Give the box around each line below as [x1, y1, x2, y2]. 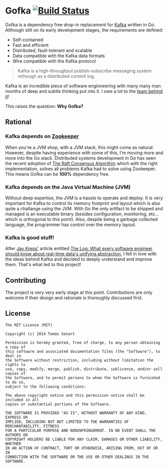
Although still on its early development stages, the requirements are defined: [5, 27, 163, 33]
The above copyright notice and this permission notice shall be [5, 393, 144, 398]
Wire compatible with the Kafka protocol [12, 58, 96, 64]
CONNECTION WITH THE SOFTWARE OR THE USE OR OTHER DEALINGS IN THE [5, 454, 149, 459]
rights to [5, 362, 26, 367]
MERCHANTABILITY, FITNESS [5, 423, 59, 429]
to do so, [5, 380, 26, 385]
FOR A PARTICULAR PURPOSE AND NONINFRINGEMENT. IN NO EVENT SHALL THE [5, 428, 156, 433]
